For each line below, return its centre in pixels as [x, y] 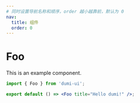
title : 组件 [25, 22]
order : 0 [22, 28]
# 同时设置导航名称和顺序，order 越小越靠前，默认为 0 [65, 11]
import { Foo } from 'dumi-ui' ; [45, 84]
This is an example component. [44, 73]
